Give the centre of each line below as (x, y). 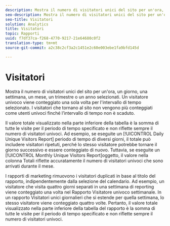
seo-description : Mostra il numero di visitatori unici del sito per (80, 15)
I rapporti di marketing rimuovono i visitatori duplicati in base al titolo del (80, 176)
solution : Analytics (27, 24)
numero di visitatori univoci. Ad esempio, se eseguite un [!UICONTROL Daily (84, 134)
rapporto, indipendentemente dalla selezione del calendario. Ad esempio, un (85, 181)
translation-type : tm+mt (31, 43)
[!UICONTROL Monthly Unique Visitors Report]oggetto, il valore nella (77, 155)
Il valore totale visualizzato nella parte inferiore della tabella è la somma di (82, 123)
